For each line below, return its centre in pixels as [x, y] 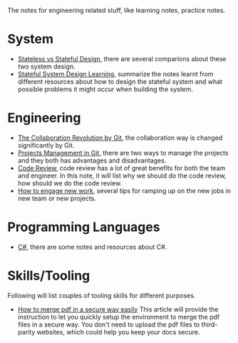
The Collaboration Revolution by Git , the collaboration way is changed [120, 138]
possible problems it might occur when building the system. [105, 89]
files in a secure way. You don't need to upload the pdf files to [109, 324]
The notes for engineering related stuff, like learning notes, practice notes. [117, 10]
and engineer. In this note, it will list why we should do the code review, [122, 175]
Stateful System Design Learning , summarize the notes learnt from [115, 73]
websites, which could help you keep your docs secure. [118, 332]
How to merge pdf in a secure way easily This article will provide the [118, 309]
